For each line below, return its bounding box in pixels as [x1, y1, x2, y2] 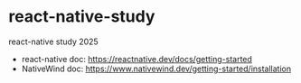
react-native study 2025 [8, 36, 99, 47]
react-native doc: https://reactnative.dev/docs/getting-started [21, 53, 252, 64]
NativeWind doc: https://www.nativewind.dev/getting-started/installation [21, 63, 291, 74]
